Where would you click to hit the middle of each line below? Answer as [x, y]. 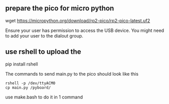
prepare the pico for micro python [60, 8]
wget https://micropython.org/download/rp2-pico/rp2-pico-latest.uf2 [78, 20]
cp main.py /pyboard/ [28, 88]
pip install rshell [22, 64]
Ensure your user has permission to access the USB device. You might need [85, 30]
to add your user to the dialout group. [44, 36]
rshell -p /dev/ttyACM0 [30, 83]
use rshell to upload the [43, 52]
